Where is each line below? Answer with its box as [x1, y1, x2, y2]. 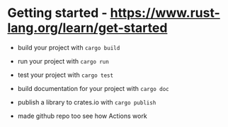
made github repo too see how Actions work [17, 111, 147, 120]
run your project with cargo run [17, 56, 110, 65]
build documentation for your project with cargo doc [17, 84, 169, 92]
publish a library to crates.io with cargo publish [17, 97, 156, 107]
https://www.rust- [110, 5, 221, 21]
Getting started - [7, 5, 108, 21]
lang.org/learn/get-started [7, 20, 168, 36]
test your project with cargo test [17, 71, 114, 79]
